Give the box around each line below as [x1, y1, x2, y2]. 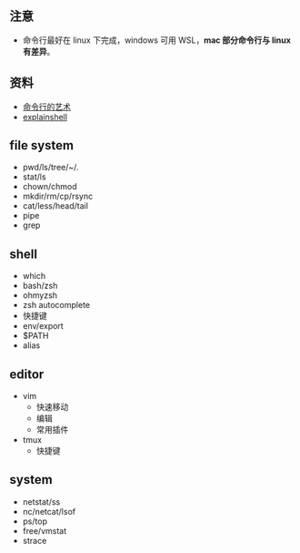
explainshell [22, 111, 68, 122]
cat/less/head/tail [22, 200, 89, 211]
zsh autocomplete [22, 300, 91, 311]
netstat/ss [22, 496, 61, 507]
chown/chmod [22, 181, 77, 192]
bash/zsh [22, 281, 58, 292]
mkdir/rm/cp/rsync [22, 190, 94, 202]
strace [22, 535, 47, 546]
